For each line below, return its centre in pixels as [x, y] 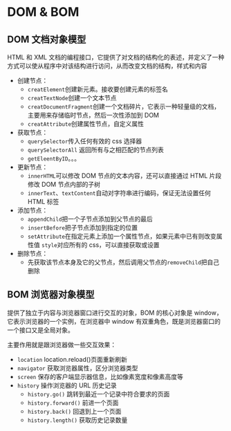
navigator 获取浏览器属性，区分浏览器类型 [77, 368]
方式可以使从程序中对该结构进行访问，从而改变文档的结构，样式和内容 [107, 66]
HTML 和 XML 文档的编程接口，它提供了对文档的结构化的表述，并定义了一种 [116, 57]
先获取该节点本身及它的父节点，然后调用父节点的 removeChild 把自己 [123, 262]
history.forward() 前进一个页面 [73, 403]
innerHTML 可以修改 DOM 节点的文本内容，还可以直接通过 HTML [118, 176]
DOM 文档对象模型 [47, 39]
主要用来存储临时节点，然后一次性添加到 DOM [93, 115]
